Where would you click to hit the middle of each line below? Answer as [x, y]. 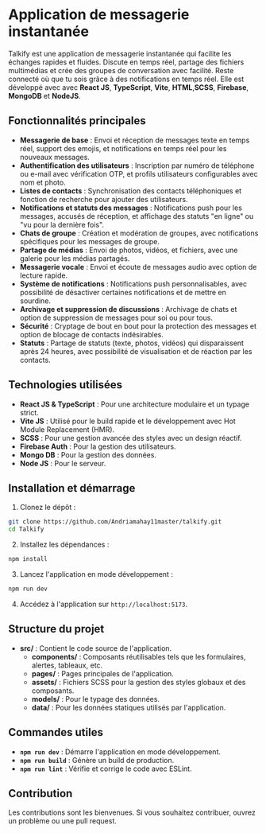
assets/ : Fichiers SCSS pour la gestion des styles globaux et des [139, 682]
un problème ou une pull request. [63, 821]
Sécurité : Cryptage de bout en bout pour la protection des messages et [138, 326]
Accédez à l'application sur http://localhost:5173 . [104, 604]
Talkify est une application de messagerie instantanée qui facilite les [120, 53]
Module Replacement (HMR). [67, 429]
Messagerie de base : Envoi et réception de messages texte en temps [135, 140]
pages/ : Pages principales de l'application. [103, 673]
